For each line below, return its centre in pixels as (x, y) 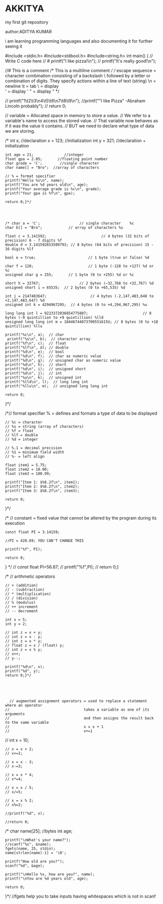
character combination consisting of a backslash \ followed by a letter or (78, 75)
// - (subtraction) (25, 590)
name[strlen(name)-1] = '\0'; (36, 853)
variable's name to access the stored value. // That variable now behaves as (82, 120)
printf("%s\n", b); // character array (49, 339)
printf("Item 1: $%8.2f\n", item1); (42, 482)
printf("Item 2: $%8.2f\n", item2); (42, 486)
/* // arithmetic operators (30, 576)
